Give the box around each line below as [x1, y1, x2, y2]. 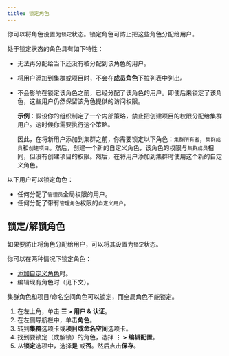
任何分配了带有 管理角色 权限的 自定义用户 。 [17, 198, 130, 207]
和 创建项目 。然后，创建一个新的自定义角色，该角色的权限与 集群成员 [22, 143, 208, 151]
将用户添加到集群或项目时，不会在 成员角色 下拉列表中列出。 [17, 74, 186, 82]
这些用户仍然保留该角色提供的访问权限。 [29, 97, 144, 105]
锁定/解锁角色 [7, 221, 65, 233]
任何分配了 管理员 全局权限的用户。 [17, 190, 111, 198]
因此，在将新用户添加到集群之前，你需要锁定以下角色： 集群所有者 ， [17, 135, 206, 143]
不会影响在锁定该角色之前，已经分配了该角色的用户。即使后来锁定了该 [17, 88, 217, 96]
